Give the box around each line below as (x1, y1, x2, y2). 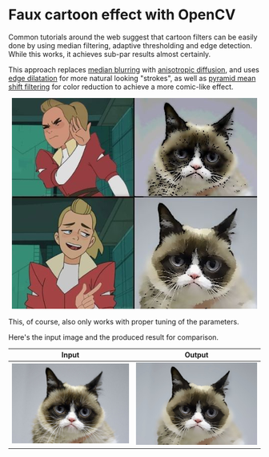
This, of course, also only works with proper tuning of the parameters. (8, 316, 239, 326)
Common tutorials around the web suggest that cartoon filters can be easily (8, 32, 258, 42)
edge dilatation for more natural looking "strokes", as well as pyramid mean (8, 73, 256, 83)
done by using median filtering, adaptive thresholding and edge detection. (8, 40, 253, 50)
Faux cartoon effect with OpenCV (8, 6, 236, 24)
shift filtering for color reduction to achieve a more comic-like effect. (8, 82, 234, 92)
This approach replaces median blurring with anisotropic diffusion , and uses (8, 64, 260, 74)
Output (184, 350, 209, 360)
